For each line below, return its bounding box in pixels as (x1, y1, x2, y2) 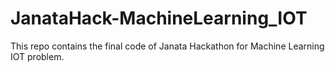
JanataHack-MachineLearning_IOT (10, 7, 308, 30)
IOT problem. (10, 50, 65, 62)
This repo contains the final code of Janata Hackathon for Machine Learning (10, 40, 325, 52)
